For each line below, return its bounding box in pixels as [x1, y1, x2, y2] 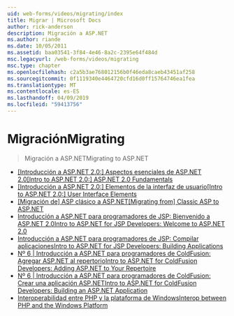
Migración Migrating [7, 131, 125, 147]
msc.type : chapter [7, 62, 61, 69]
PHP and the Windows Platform [17, 301, 108, 309]
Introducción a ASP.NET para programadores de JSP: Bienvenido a [17, 212, 211, 220]
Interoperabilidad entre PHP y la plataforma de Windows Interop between [17, 294, 227, 302]
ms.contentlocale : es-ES [7, 88, 80, 95]
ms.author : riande [7, 36, 61, 43]
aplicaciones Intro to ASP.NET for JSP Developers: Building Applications [17, 241, 224, 250]
